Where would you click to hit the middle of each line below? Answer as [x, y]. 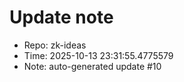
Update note [61, 17]
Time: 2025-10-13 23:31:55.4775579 [98, 55]
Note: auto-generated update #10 [92, 66]
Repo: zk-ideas [55, 45]
